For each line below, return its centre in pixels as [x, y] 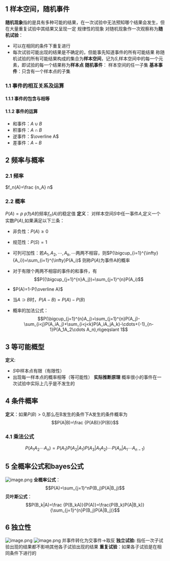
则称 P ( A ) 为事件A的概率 [106, 260]
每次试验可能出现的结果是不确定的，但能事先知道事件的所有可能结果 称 [86, 52]
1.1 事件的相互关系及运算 [35, 85]
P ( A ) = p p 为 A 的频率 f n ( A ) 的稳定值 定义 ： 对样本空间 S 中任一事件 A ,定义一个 [83, 214]
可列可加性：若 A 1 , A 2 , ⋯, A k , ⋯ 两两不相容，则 [60, 254]
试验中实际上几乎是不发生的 [46, 383]
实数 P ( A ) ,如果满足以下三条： [35, 221]
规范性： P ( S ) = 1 [30, 242]
